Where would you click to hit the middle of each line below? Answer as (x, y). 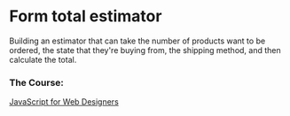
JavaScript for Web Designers (64, 102)
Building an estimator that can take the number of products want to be (137, 41)
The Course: (37, 82)
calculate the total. (43, 59)
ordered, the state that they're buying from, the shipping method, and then (145, 50)
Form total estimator (86, 16)
